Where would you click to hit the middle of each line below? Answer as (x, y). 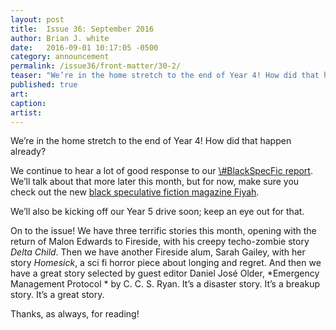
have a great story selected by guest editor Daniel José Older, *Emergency (165, 273)
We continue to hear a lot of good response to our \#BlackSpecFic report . (161, 171)
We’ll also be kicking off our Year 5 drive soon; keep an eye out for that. (157, 212)
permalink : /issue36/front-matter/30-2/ (96, 66)
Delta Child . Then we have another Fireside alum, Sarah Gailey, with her (158, 252)
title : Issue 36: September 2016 (82, 29)
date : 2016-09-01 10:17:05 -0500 (84, 47)
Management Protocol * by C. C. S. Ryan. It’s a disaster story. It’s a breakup (165, 284)
